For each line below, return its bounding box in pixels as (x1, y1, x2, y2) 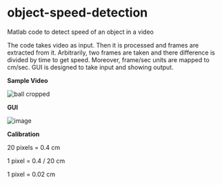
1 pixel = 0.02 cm (7, 170, 56, 178)
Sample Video (7, 76, 48, 84)
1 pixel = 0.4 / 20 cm (7, 157, 65, 165)
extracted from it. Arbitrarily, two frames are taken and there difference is (7, 48, 215, 57)
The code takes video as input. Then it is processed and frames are (7, 41, 199, 49)
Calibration (7, 130, 40, 138)
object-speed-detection (7, 5, 148, 21)
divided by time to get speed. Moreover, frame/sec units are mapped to (7, 55, 210, 64)
